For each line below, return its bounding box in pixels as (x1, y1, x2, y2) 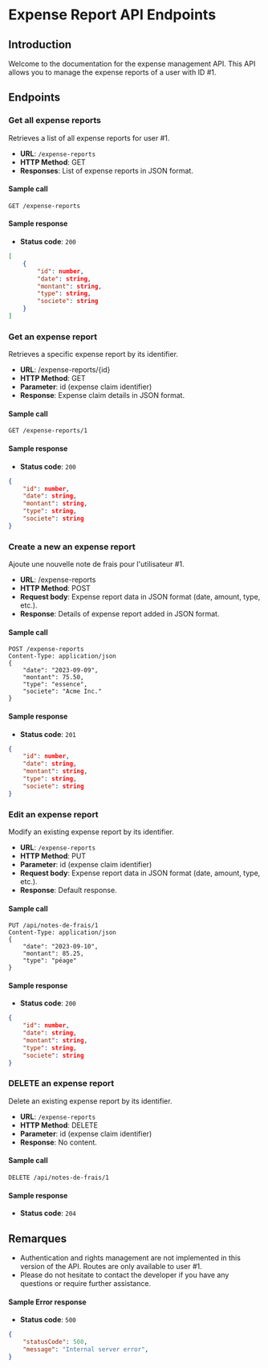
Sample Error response (8, 1296, 87, 1307)
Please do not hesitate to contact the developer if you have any (19, 1270, 229, 1280)
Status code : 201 (19, 729, 76, 739)
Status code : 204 (19, 1208, 76, 1219)
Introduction (8, 38, 72, 51)
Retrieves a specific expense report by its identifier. (8, 350, 179, 359)
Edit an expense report (8, 809, 99, 820)
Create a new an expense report (8, 541, 136, 552)
